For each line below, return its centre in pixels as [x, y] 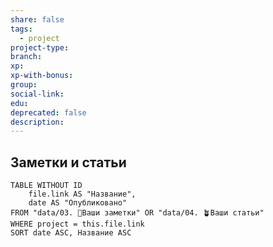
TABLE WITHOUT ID [46, 186]
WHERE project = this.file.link [77, 224]
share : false [37, 19]
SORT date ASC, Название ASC [71, 233]
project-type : [40, 47]
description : [37, 122]
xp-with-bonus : [42, 76]
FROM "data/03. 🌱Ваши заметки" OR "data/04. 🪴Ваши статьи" [137, 213]
